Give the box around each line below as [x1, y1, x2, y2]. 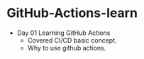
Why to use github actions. [27, 43, 106, 52]
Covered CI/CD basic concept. [27, 36, 118, 44]
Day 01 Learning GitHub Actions [16, 28, 111, 37]
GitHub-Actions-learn [6, 5, 138, 21]
